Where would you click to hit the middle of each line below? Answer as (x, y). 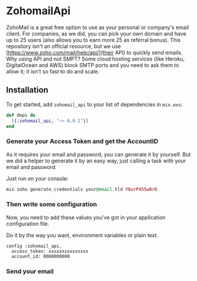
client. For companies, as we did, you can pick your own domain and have (96, 33)
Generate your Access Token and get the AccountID (82, 142)
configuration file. (28, 223)
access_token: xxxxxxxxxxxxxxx (50, 251)
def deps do (21, 115)
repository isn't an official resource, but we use (64, 46)
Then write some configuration (52, 205)
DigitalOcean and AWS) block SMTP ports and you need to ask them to (93, 65)
